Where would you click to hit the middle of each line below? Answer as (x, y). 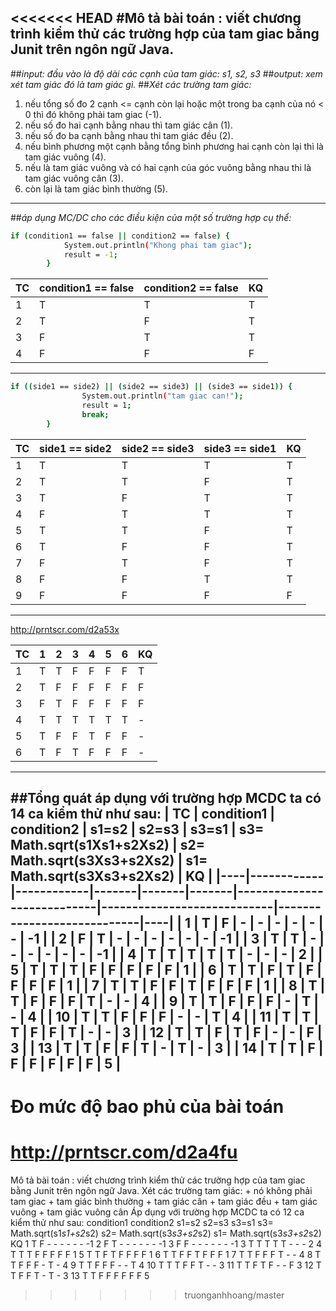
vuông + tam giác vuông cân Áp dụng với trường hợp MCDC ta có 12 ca (157, 1212)
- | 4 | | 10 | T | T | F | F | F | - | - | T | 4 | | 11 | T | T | (165, 1017)
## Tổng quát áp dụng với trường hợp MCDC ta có (166, 798)
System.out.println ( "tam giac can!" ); (162, 396)
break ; (95, 414)
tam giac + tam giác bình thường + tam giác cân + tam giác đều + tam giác (164, 1202)
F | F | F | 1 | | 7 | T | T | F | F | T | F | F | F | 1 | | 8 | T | (168, 986)
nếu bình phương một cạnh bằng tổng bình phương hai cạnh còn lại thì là (174, 146)
